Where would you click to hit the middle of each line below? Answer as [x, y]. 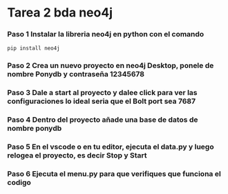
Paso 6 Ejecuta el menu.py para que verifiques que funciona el [114, 174]
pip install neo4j [34, 48]
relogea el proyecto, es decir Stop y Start [77, 155]
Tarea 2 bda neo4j [60, 13]
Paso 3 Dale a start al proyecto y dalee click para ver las [102, 93]
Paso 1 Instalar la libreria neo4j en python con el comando [106, 34]
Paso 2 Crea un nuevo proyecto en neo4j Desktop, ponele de [111, 65]
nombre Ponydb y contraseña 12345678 [76, 74]
